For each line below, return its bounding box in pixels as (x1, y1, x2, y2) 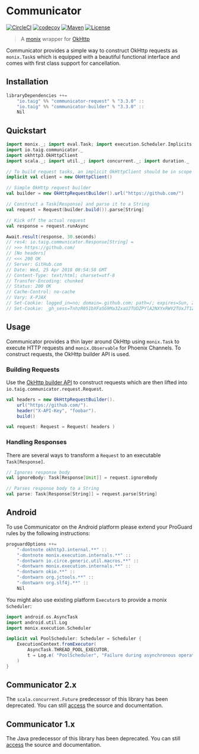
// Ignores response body (6, 469, 70, 475)
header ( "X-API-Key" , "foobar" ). (17, 407, 97, 414)
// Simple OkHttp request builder (6, 185, 92, 191)
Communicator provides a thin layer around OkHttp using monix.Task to (6, 338, 179, 345)
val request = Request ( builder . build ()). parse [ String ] (6, 206, 145, 212)
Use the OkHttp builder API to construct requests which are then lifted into (6, 379, 188, 386)
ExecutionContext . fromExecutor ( (17, 641, 97, 648)
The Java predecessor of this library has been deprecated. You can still (6, 735, 181, 742)
